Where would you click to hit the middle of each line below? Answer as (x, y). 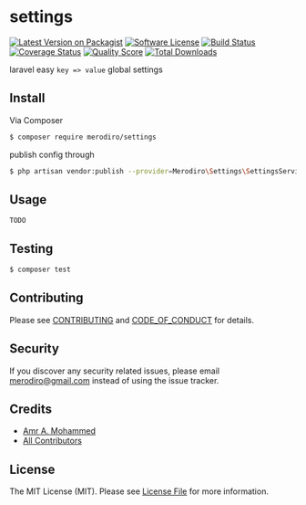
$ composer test (40, 270)
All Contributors (52, 441)
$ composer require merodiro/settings (83, 137)
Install (27, 98)
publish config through (52, 154)
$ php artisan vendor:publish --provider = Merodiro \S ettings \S (130, 171)
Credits (31, 410)
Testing (31, 248)
